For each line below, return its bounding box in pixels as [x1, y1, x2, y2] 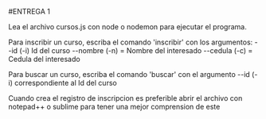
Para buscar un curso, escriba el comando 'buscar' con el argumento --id [8, 70, 251, 79]
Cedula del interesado [8, 55, 81, 63]
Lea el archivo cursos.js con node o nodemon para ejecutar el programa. [8, 22, 247, 31]
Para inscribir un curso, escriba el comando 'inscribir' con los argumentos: [8, 37, 253, 47]
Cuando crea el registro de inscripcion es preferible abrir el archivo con [8, 94, 243, 102]
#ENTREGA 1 [8, 7, 50, 16]
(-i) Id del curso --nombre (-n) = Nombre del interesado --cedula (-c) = [19, 46, 253, 55]
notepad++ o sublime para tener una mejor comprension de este [8, 102, 221, 111]
